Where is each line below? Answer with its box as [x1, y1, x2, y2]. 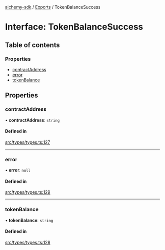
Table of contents [5, 41, 60, 49]
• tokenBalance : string [5, 217, 53, 223]
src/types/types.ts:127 [5, 139, 51, 145]
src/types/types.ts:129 [5, 189, 51, 195]
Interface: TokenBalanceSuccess [5, 22, 143, 32]
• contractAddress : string [5, 117, 60, 123]
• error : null [5, 167, 31, 173]
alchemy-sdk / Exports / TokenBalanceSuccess [5, 4, 101, 10]
